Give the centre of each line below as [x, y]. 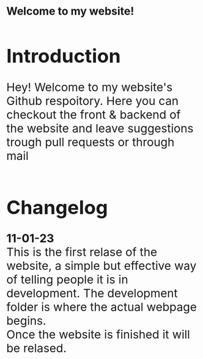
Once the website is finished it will [98, 335]
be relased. [37, 348]
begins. [26, 321]
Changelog [57, 207]
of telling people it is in [67, 280]
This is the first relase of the [82, 252]
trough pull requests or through [90, 142]
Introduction [64, 56]
